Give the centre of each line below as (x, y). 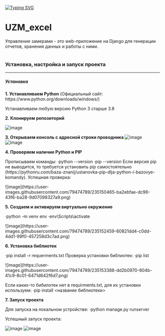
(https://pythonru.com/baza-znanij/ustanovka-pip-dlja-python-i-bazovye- (80, 172)
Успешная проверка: (49, 177)
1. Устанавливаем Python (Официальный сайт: (54, 94)
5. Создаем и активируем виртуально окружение (59, 207)
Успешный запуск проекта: (33, 319)
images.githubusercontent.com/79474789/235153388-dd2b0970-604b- (79, 270)
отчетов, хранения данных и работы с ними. (52, 46)
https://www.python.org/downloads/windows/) (52, 99)
